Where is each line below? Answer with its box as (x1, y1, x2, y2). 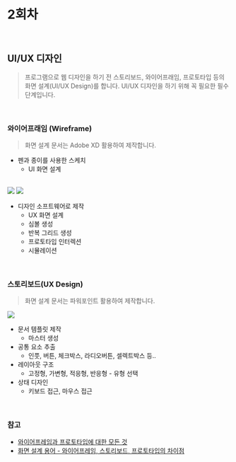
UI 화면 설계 (28, 165, 61, 173)
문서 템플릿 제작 (17, 325, 61, 333)
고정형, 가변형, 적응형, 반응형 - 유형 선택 (28, 369, 138, 378)
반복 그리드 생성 (28, 229, 72, 237)
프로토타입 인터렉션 (28, 238, 82, 246)
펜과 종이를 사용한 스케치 (17, 156, 86, 165)
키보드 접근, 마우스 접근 (28, 387, 93, 395)
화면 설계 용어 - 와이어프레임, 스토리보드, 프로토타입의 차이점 (17, 446, 185, 455)
